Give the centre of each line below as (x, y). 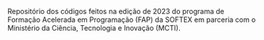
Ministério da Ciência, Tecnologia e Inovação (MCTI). (94, 28)
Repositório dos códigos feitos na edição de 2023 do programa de (116, 11)
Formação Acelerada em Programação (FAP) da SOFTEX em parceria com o (132, 20)
